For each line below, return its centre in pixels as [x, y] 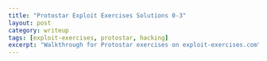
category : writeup [39, 30]
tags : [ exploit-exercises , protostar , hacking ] [89, 38]
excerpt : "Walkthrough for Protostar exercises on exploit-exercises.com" [135, 45]
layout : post [30, 23]
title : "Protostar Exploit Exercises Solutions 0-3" [97, 15]
